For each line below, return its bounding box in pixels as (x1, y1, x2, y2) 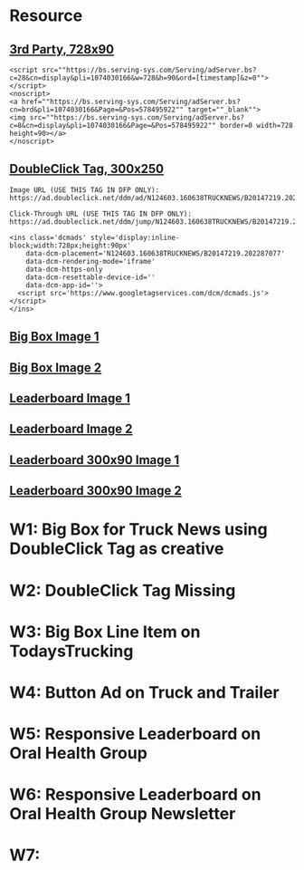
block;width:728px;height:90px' (9, 241, 131, 250)
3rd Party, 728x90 (9, 42, 115, 57)
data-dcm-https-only (25, 265, 103, 274)
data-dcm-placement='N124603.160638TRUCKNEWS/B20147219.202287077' (25, 248, 285, 258)
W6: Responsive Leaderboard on (9, 785, 261, 805)
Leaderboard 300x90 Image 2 (9, 483, 183, 498)
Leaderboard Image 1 (9, 391, 131, 406)
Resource (9, 5, 83, 26)
